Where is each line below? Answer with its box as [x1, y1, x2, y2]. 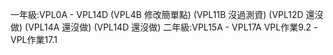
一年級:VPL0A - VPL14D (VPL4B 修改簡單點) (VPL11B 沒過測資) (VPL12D [10, 9, 304, 20]
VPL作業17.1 [10, 34, 58, 45]
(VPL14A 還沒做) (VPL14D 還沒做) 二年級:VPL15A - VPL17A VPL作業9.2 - [24, 21, 318, 33]
